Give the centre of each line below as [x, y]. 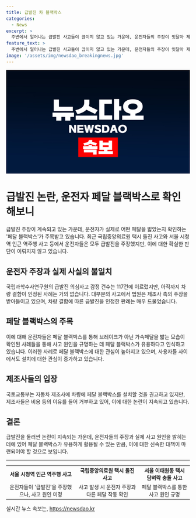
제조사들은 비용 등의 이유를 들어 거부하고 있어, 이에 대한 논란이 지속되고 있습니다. [98, 401]
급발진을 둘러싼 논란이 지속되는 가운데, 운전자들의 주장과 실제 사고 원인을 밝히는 [96, 437]
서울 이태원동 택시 [164, 471]
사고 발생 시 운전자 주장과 [107, 487]
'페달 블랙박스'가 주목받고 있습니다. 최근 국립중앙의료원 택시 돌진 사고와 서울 [92, 237]
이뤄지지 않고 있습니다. [43, 251]
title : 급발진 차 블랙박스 [34, 12]
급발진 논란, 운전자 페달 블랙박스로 [83, 197]
